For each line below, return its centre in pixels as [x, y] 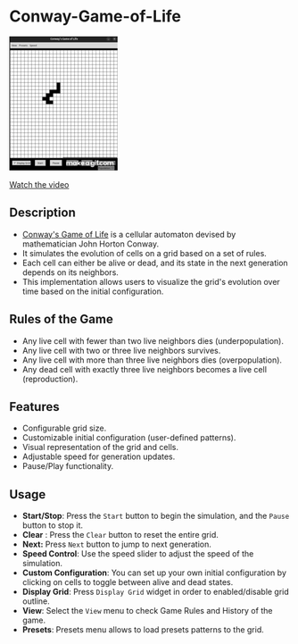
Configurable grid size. [64, 428]
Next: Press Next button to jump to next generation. [117, 544]
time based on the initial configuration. [93, 291]
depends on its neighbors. [70, 272]
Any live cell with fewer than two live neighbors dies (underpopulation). [153, 340]
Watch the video [39, 184]
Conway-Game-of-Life [95, 17]
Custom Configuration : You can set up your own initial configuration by [154, 573]
